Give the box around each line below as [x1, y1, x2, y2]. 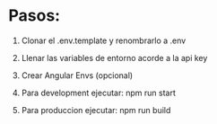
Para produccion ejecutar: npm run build [21, 104, 171, 115]
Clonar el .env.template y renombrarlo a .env [21, 35, 187, 46]
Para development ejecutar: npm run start [21, 87, 176, 98]
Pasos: [8, 5, 60, 26]
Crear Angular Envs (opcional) [21, 69, 134, 81]
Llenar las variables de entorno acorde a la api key [21, 52, 208, 63]
